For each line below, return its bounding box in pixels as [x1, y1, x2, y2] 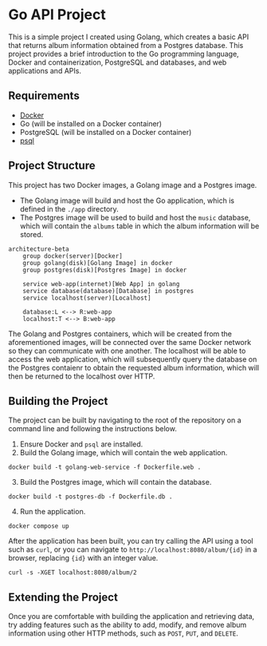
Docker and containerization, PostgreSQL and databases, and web [8, 57, 227, 67]
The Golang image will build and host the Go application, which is [19, 196, 235, 205]
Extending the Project [8, 590, 118, 604]
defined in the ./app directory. [19, 204, 120, 213]
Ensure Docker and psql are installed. [19, 439, 143, 449]
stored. [19, 229, 44, 239]
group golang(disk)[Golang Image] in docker [22, 259, 173, 267]
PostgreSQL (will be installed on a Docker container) [19, 127, 192, 137]
